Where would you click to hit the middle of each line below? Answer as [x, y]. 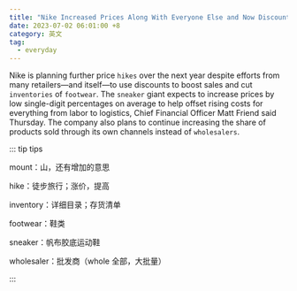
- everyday [37, 50]
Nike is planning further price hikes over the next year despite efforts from [145, 75]
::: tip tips [26, 149]
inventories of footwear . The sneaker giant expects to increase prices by [142, 95]
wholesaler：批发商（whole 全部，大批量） [88, 261]
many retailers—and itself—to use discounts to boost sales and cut [131, 85]
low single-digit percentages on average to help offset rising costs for [136, 103]
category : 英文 [36, 34]
